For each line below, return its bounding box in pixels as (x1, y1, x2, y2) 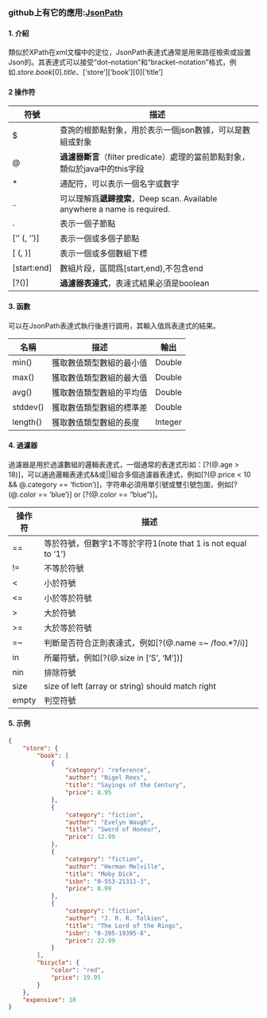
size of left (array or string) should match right (43, 681, 216, 692)
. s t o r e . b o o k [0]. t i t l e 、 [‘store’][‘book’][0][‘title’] (15, 68, 164, 77)
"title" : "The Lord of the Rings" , (64, 922, 183, 930)
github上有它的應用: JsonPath (8, 6, 123, 18)
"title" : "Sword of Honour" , (64, 825, 161, 833)
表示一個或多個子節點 (59, 233, 140, 244)
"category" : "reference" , (64, 766, 151, 774)
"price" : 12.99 (64, 833, 115, 841)
